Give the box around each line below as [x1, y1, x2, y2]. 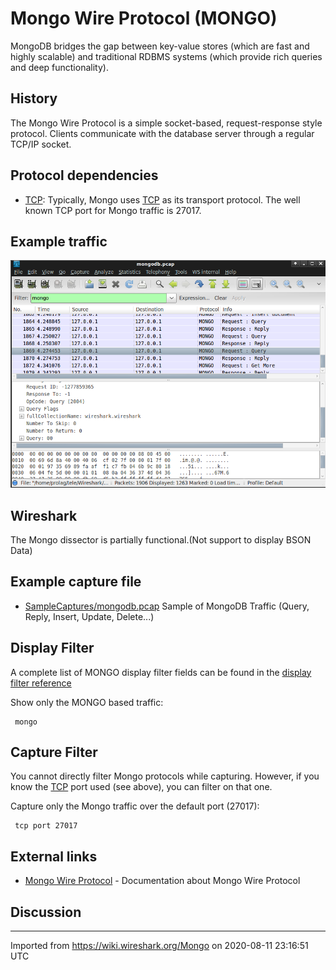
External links [10, 848, 98, 865]
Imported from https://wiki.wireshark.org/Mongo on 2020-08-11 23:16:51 [10, 940, 309, 952]
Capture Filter [10, 743, 98, 761]
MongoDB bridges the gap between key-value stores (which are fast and [10, 40, 310, 52]
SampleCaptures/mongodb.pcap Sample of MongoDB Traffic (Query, [24, 600, 310, 612]
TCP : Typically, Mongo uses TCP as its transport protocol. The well [24, 193, 301, 206]
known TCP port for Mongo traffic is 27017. [24, 204, 202, 216]
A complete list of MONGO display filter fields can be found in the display [10, 666, 312, 678]
